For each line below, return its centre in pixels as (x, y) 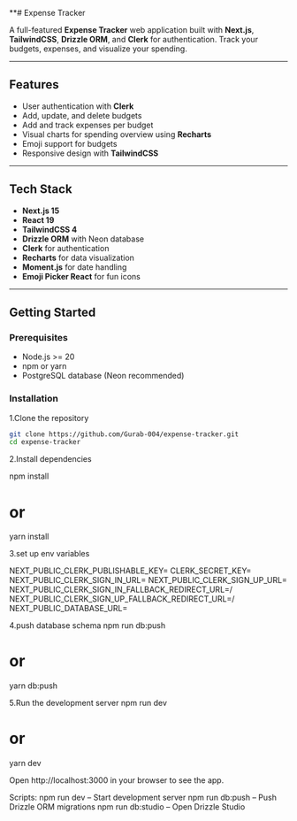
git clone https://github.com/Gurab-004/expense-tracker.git (124, 434)
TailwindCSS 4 (49, 229)
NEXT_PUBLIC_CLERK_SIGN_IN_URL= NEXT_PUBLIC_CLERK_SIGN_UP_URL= (148, 580)
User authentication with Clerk (78, 106)
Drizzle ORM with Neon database (83, 239)
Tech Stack (41, 189)
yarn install (29, 537)
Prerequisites (38, 337)
